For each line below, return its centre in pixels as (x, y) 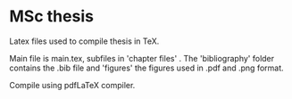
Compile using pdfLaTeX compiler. (72, 85)
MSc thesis (51, 16)
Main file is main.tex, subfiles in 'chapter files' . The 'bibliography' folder (142, 58)
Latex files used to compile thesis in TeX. (84, 41)
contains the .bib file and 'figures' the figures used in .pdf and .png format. (146, 68)
